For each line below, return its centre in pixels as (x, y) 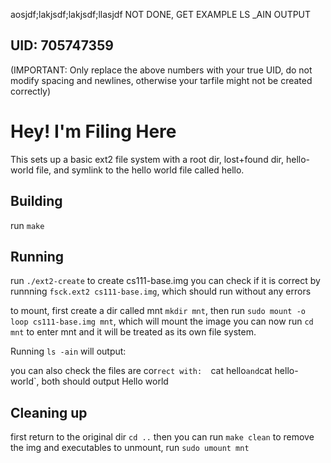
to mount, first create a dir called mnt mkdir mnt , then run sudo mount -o (158, 311)
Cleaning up (49, 412)
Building (36, 201)
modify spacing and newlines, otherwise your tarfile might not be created (161, 80)
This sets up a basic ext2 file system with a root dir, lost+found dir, (147, 159)
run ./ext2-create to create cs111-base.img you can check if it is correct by (165, 281)
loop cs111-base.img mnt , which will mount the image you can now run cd (162, 321)
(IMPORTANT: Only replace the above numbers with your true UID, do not (161, 70)
